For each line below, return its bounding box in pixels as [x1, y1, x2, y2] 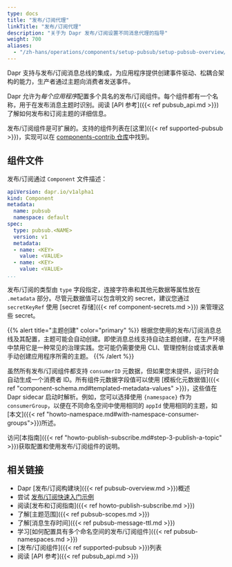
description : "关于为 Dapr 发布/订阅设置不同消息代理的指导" [7, 29, 168, 37]
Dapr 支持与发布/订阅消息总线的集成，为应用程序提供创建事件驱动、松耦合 [7, 69, 219, 77]
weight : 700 [7, 36, 41, 43]
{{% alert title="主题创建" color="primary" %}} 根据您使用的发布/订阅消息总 [7, 326, 222, 334]
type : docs [7, 10, 39, 17]
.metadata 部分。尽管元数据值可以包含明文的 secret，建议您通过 [7, 294, 190, 302]
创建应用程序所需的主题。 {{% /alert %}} [19, 352, 135, 360]
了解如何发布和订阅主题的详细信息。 [7, 109, 110, 118]
